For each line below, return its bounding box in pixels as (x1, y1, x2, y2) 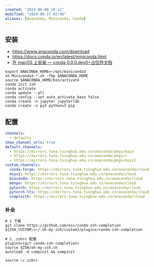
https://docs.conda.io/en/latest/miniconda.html (12, 54, 107, 60)
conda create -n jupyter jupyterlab (5, 99, 79, 104)
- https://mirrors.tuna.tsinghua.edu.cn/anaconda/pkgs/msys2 (9, 158, 136, 163)
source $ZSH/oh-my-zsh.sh (5, 245, 58, 250)
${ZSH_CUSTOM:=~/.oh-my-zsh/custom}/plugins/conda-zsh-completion (5, 227, 143, 232)
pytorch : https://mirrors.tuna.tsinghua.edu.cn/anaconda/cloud (9, 185, 140, 190)
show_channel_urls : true (5, 140, 56, 145)
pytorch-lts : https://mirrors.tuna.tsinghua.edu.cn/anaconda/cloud (9, 190, 150, 195)
